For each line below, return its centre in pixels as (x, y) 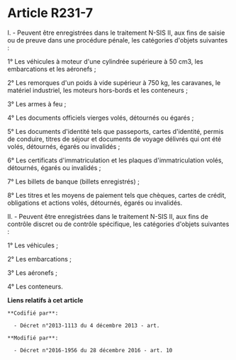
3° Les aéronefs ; (33, 272)
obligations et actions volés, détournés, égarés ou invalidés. (95, 203)
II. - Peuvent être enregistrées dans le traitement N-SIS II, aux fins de (108, 216)
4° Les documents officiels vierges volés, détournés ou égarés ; (101, 118)
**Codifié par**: (33, 313)
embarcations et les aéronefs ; (52, 69)
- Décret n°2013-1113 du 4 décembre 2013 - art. (87, 325)
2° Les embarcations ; (40, 259)
